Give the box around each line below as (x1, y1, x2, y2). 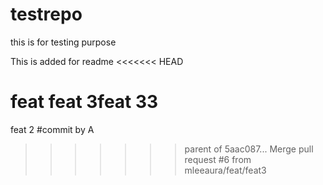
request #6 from (184, 153, 252, 165)
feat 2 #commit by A (10, 123, 95, 135)
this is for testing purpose (10, 36, 117, 48)
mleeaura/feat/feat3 (184, 164, 267, 176)
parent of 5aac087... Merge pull (184, 143, 314, 155)
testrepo (10, 3, 83, 26)
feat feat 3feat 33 (10, 91, 159, 113)
